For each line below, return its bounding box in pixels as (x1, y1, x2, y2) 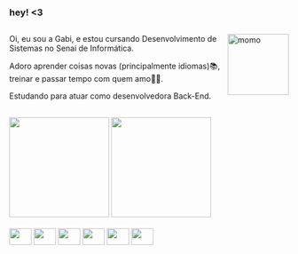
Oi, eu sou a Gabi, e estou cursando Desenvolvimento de (9, 34, 217, 44)
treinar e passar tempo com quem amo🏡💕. (9, 74, 164, 84)
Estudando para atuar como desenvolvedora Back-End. (9, 91, 212, 101)
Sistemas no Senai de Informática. (9, 43, 135, 54)
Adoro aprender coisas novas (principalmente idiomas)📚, (9, 60, 221, 72)
